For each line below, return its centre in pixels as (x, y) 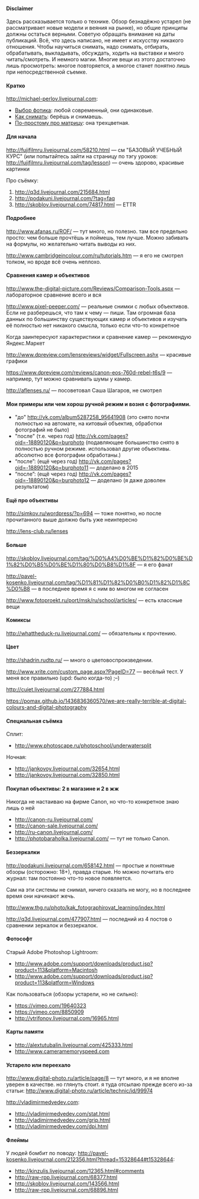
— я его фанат (155, 564)
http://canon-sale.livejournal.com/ (56, 826)
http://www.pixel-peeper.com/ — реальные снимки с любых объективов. (98, 307)
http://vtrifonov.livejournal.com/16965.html (67, 1018)
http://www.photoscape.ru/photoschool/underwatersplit (83, 745)
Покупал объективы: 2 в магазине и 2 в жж (63, 788)
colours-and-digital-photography (46, 707)
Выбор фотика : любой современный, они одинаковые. (84, 111)
